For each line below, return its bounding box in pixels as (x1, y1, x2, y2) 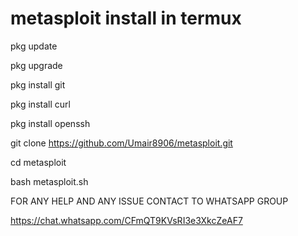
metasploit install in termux (10, 7, 242, 30)
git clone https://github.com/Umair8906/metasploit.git (10, 137, 233, 149)
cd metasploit (10, 156, 67, 168)
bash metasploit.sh (10, 175, 89, 187)
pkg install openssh (10, 117, 91, 129)
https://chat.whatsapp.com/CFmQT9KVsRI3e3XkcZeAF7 (10, 214, 243, 226)
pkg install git (10, 78, 66, 91)
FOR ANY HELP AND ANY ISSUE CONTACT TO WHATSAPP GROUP (10, 195, 289, 207)
